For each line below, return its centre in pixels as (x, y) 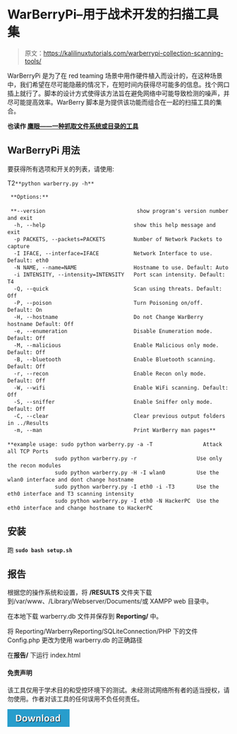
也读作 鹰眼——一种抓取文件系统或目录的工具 (73, 126)
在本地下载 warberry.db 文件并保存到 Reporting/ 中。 (85, 617)
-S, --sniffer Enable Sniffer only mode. (113, 402)
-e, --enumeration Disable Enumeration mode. (113, 331)
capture (19, 246)
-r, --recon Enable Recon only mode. (110, 373)
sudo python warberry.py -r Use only (138, 458)
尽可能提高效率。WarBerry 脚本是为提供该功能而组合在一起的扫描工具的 (112, 102)
